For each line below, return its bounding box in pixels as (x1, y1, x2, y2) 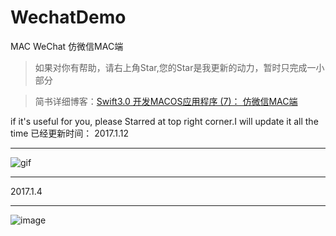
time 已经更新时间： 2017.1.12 (10, 127, 130, 139)
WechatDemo (10, 6, 127, 29)
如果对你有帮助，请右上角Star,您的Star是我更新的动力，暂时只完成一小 (34, 61, 325, 73)
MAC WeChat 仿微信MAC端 (10, 40, 124, 52)
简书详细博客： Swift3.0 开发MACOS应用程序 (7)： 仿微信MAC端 (34, 95, 298, 107)
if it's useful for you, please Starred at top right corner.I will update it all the (10, 115, 319, 127)
